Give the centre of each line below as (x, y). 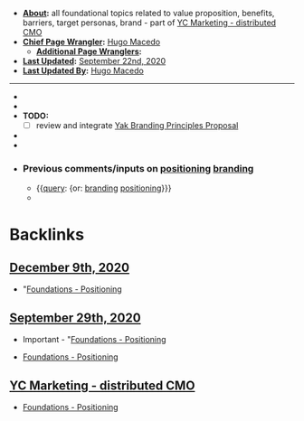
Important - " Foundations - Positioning (94, 340)
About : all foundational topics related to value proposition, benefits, (148, 13)
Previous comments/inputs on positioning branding (138, 168)
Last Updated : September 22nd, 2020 (94, 61)
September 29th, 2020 (76, 318)
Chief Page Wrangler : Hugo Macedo (91, 42)
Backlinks (47, 234)
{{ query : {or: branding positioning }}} (104, 188)
